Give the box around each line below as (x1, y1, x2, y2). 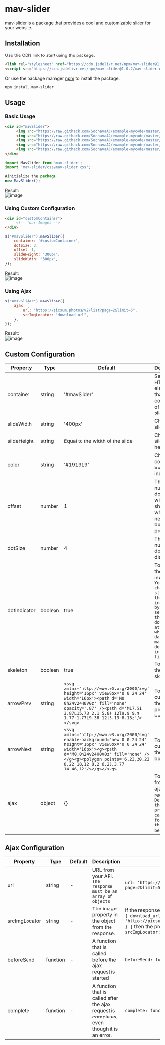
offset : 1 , (14, 247, 36, 252)
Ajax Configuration (5, 844, 65, 852)
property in (92, 911, 118, 918)
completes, (92, 1013, 118, 1020)
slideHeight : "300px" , (14, 252, 60, 257)
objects (92, 898, 110, 904)
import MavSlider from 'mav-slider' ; (5, 161, 82, 165)
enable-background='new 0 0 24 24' (63, 737, 147, 742)
